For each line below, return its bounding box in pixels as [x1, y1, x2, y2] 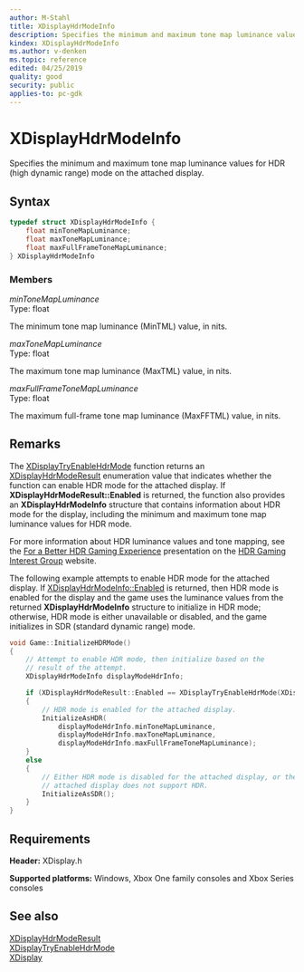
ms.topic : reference [9, 55, 88, 64]
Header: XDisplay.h [9, 855, 83, 866]
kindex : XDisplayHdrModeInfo [9, 38, 119, 48]
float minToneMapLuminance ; [25, 226, 131, 236]
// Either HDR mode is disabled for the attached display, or [42, 772, 281, 782]
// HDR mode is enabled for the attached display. [42, 705, 237, 714]
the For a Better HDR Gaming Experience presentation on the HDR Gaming [9, 545, 287, 556]
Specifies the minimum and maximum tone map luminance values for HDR [9, 158, 286, 168]
